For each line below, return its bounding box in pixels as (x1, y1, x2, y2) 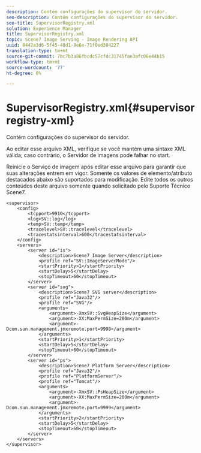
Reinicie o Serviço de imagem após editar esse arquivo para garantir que (6, 163, 186, 171)
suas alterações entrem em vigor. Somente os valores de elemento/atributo (6, 170, 193, 177)
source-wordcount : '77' (6, 64, 66, 71)
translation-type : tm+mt (6, 48, 68, 54)
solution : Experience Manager (6, 25, 82, 32)
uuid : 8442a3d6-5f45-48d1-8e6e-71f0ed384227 (6, 43, 119, 49)
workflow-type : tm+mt (6, 59, 61, 65)
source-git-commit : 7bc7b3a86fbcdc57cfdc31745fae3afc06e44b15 (6, 53, 165, 59)
